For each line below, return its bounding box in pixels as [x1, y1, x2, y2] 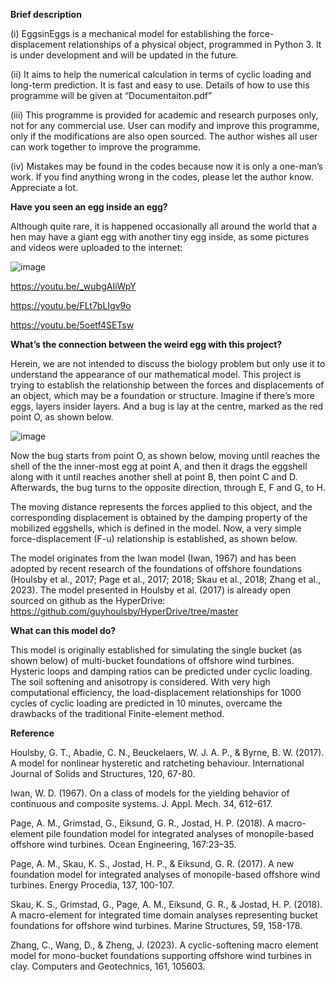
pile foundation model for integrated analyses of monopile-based [45, 828, 314, 839]
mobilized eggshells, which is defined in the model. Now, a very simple [10, 522, 302, 534]
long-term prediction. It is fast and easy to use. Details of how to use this [10, 79, 310, 91]
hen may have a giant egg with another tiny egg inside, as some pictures [10, 231, 310, 243]
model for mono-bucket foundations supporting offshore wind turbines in [10, 950, 312, 961]
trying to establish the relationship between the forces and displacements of [10, 379, 325, 391]
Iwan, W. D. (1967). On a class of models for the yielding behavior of [10, 787, 290, 799]
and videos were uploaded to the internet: [10, 242, 183, 253]
